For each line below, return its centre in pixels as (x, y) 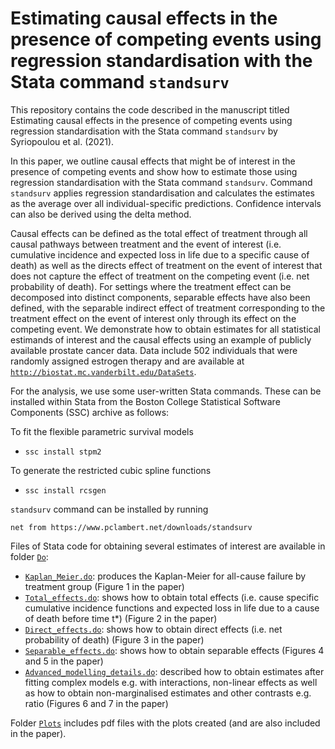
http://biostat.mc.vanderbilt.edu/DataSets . (103, 371)
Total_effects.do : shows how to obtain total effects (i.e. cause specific (172, 597)
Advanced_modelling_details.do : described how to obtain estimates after (174, 671)
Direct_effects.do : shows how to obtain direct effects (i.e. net (153, 629)
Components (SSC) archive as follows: (90, 412)
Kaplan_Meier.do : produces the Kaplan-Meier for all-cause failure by (165, 576)
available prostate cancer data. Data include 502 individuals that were (154, 350)
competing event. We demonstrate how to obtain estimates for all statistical (165, 329)
